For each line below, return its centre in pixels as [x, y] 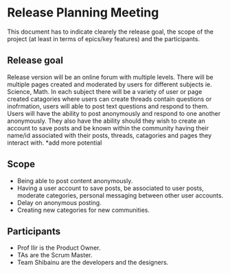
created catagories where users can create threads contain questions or [110, 99]
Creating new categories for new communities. [83, 210]
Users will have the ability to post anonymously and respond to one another [114, 113]
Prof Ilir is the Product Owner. [59, 248]
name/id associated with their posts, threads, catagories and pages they [109, 135]
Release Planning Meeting [83, 13]
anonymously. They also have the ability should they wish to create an [106, 121]
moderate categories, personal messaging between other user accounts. [120, 195]
